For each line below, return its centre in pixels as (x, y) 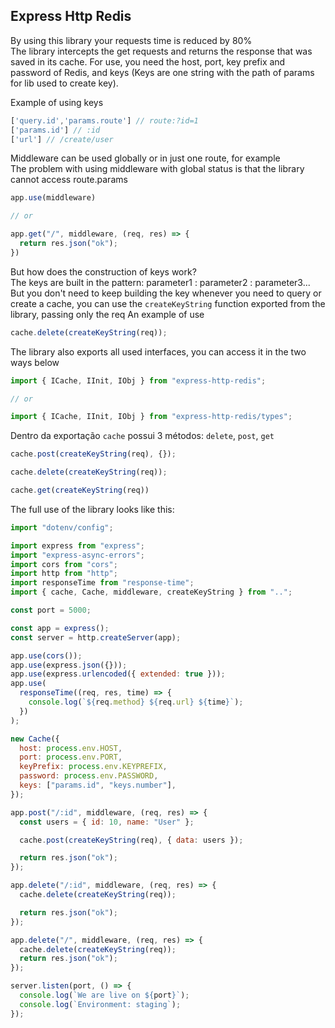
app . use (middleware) (53, 198)
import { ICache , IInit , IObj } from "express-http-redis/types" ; (151, 417)
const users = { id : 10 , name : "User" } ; (107, 822)
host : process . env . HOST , (71, 748)
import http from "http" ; (64, 574)
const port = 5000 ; (51, 610)
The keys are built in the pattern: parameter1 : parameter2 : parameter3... (160, 282)
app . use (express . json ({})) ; (69, 665)
